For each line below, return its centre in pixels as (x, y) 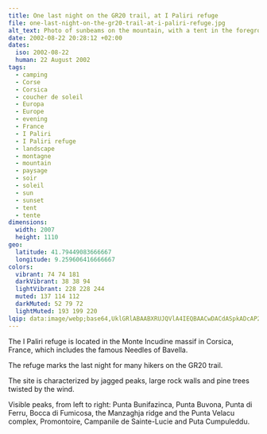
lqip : (17, 319)
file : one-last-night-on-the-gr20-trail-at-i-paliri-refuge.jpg (117, 23)
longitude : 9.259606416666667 (65, 259)
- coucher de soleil (49, 97)
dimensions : (28, 223)
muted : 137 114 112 (48, 296)
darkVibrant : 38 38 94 (53, 282)
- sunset (30, 200)
